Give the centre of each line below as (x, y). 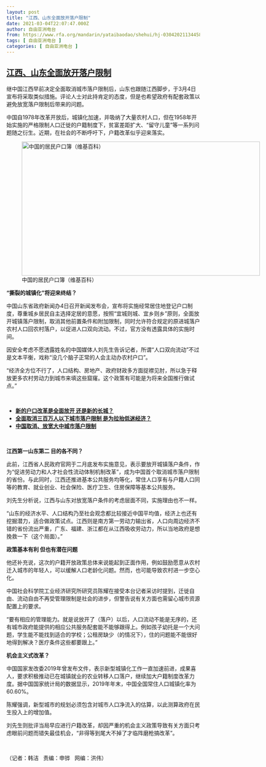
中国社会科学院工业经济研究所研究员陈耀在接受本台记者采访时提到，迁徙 (98, 591)
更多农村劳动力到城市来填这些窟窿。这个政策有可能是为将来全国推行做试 (103, 378)
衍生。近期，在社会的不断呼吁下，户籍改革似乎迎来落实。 (95, 132)
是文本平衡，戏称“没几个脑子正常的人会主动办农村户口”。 (79, 357)
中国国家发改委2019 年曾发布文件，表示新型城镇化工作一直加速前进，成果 (99, 668)
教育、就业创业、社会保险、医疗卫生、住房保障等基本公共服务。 (98, 487)
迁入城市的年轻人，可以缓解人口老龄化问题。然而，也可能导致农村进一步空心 (103, 570)
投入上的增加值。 (33, 712)
